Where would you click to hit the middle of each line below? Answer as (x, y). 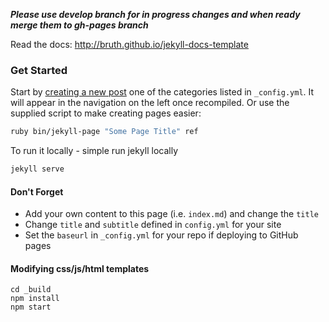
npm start (31, 307)
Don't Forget (37, 191)
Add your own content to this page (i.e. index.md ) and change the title (171, 214)
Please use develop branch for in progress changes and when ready (155, 14)
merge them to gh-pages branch (79, 25)
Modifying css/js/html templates (80, 268)
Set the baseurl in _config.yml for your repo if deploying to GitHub (161, 235)
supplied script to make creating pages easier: (106, 113)
